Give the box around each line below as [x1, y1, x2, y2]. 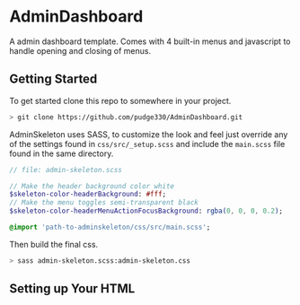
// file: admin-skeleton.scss [9, 165, 123, 174]
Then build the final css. [9, 239, 99, 249]
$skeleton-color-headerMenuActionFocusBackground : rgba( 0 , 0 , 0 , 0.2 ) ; [9, 206, 283, 216]
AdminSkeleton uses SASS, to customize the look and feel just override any [9, 128, 288, 140]
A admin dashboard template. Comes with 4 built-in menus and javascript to [9, 36, 291, 47]
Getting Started [9, 72, 98, 87]
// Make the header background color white [9, 181, 175, 190]
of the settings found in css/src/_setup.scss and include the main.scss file [9, 138, 286, 149]
